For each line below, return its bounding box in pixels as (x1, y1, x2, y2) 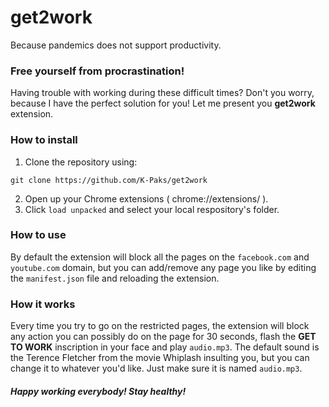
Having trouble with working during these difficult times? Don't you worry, (10, 87, 315, 99)
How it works (10, 297, 76, 311)
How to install (10, 133, 78, 147)
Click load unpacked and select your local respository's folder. (24, 203, 280, 215)
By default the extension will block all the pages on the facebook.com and (10, 251, 310, 263)
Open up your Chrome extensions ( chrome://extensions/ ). (24, 192, 269, 205)
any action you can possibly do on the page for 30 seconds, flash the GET (10, 331, 317, 343)
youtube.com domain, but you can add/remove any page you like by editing (10, 261, 317, 273)
